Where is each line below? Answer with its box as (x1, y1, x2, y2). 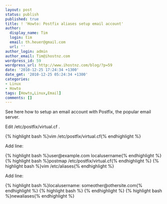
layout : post (5, 7, 32, 12)
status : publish (5, 12, 39, 17)
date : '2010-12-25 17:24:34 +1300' (5, 68, 79, 73)
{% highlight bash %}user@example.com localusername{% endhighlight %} (5, 153, 162, 159)
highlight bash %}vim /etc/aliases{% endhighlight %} (5, 163, 115, 169)
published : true (5, 16, 39, 21)
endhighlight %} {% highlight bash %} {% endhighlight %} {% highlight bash (5, 188, 163, 194)
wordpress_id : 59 (5, 58, 41, 63)
